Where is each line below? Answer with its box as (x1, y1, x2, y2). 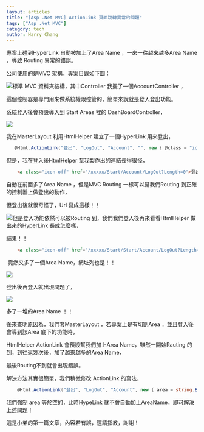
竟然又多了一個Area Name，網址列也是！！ (7, 258, 116, 266)
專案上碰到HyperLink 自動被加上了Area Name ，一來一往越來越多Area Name (6, 49, 197, 57)
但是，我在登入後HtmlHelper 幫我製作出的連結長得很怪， (6, 157, 148, 164)
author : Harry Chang (6, 32, 59, 38)
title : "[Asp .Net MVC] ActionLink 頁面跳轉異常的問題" (6, 15, 143, 21)
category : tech (6, 26, 45, 32)
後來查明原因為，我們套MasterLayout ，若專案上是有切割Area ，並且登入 (6, 320, 189, 328)
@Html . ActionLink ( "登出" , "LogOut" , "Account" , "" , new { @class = (14, 145, 187, 151)
